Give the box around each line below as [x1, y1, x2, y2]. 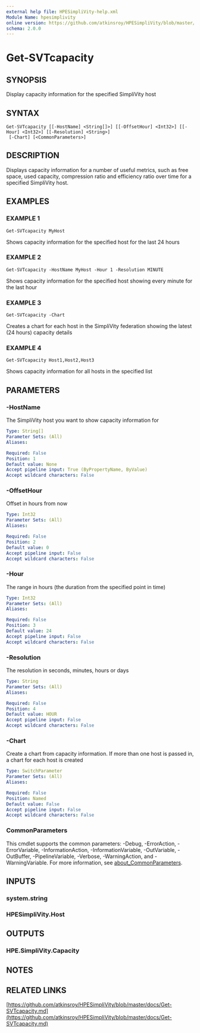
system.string [6, 894, 48, 902]
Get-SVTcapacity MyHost [6, 228, 65, 234]
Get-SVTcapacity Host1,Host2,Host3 [6, 357, 95, 363]
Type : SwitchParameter [6, 768, 62, 774]
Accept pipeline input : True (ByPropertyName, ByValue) [6, 467, 148, 473]
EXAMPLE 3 [6, 298, 42, 306]
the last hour [6, 283, 37, 290]
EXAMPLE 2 [6, 253, 42, 262]
